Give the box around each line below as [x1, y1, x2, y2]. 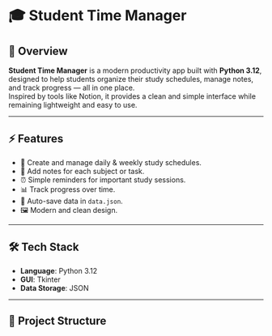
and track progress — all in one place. [8, 83, 135, 92]
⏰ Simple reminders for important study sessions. [19, 175, 186, 185]
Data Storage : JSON [19, 283, 89, 292]
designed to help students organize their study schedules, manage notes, [8, 74, 253, 83]
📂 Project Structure [8, 314, 107, 328]
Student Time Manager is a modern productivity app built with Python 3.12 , [8, 66, 262, 75]
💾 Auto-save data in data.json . [19, 196, 123, 206]
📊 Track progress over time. [19, 184, 116, 194]
